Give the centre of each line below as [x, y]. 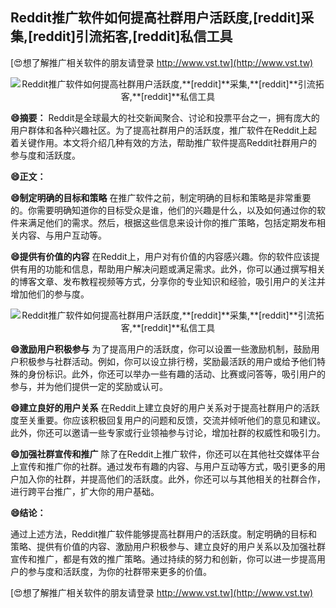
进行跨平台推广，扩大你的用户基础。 [85, 491]
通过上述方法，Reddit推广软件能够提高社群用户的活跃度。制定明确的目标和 [164, 534]
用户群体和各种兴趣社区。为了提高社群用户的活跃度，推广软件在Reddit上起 [164, 130]
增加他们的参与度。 [50, 294]
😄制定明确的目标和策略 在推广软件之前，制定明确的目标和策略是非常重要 [161, 197]
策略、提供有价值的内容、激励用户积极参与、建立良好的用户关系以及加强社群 [168, 546]
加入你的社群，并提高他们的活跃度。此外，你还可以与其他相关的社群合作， [172, 479]
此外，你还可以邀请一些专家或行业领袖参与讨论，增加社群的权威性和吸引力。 [168, 432]
